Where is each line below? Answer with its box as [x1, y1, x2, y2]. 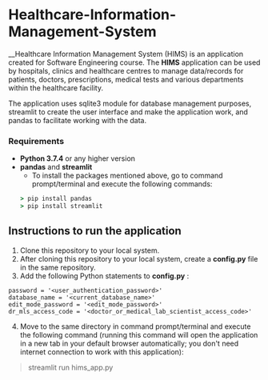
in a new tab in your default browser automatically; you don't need [19, 338, 239, 348]
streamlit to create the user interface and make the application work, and [8, 106, 248, 117]
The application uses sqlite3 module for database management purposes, [8, 98, 252, 108]
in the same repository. [19, 262, 96, 272]
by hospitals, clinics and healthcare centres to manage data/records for [8, 66, 244, 75]
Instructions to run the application [8, 224, 182, 238]
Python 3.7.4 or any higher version [19, 154, 136, 163]
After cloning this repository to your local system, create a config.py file [19, 254, 258, 263]
